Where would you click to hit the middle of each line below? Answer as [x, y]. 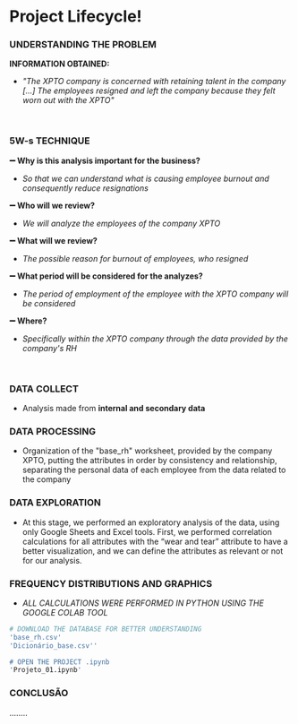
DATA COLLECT [44, 389]
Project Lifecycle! [76, 17]
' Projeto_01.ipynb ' [46, 670]
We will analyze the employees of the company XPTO [121, 223]
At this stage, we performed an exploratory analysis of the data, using [151, 522]
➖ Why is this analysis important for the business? [105, 160]
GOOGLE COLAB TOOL [65, 612]
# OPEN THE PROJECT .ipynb [60, 662]
